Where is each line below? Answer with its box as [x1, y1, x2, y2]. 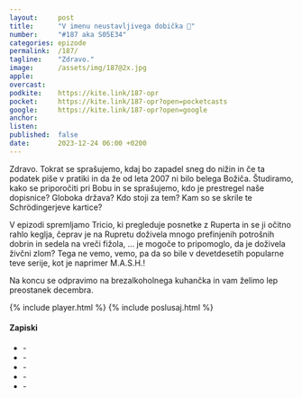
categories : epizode [9, 38, 87, 48]
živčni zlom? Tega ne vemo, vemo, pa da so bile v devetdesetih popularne [9, 248, 284, 258]
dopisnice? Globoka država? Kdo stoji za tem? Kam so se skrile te [9, 192, 252, 203]
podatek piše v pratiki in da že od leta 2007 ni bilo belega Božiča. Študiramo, [9, 173, 294, 184]
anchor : [9, 113, 39, 122]
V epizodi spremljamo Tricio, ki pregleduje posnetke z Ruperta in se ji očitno [9, 219, 291, 230]
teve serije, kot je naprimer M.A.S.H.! [9, 258, 146, 268]
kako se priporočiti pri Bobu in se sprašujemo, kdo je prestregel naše [9, 182, 264, 194]
